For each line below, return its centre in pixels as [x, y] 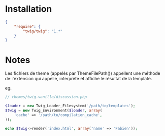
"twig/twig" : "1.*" [43, 31]
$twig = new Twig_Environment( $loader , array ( [54, 111]
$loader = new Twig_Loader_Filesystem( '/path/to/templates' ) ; [70, 106]
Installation [29, 9]
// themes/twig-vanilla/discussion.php [46, 97]
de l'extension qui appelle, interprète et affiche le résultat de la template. [79, 79]
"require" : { [27, 26]
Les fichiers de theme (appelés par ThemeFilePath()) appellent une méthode [83, 73]
